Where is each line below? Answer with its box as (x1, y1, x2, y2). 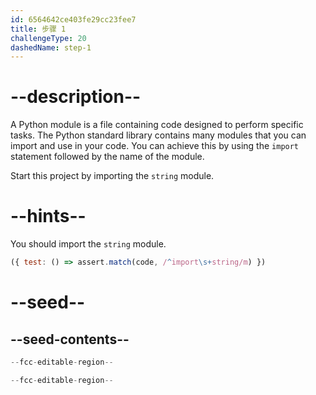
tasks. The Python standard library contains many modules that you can (10, 129, 307, 141)
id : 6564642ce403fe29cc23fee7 (10, 14, 137, 25)
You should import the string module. (10, 238, 167, 250)
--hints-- (10, 205, 87, 228)
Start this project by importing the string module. (10, 170, 215, 182)
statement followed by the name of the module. (10, 151, 205, 163)
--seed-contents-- (10, 331, 130, 348)
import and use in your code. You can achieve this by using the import (10, 140, 300, 152)
